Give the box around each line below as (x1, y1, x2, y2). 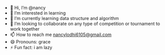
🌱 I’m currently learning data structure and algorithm (10, 15, 120, 21)
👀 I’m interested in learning (10, 10, 66, 16)
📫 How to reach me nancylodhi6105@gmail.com (10, 31, 112, 37)
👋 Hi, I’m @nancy (10, 5, 46, 10)
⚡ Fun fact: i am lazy (10, 44, 52, 50)
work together (10, 26, 40, 32)
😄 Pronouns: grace (10, 39, 51, 44)
